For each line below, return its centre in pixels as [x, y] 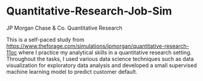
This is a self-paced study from [45, 39]
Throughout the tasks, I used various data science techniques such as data [100, 59]
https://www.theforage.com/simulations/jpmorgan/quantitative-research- [98, 46]
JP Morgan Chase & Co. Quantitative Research [65, 28]
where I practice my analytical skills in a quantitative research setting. [105, 52]
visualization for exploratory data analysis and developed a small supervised [101, 65]
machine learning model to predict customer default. [72, 71]
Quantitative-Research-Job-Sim [89, 11]
